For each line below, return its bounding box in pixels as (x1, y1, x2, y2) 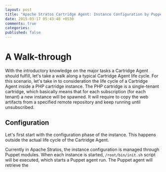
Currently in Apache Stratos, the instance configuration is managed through (5, 146, 160, 152)
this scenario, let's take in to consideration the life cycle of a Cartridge (5, 78, 148, 84)
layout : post (5, 7, 32, 12)
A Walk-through (5, 51, 72, 63)
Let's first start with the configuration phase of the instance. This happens (5, 132, 157, 138)
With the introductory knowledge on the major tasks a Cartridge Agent (5, 68, 148, 73)
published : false (5, 30, 41, 35)
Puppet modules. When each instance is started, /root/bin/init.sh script (5, 151, 156, 158)
